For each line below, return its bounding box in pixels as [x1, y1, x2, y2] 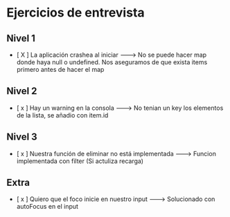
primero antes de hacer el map [16, 66, 105, 73]
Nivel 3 [6, 131, 37, 143]
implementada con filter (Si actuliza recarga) [16, 157, 143, 165]
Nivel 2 [6, 85, 37, 97]
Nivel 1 [6, 32, 36, 44]
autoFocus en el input [16, 202, 79, 211]
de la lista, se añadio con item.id [16, 111, 109, 119]
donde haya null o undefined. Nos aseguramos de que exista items [16, 58, 208, 66]
